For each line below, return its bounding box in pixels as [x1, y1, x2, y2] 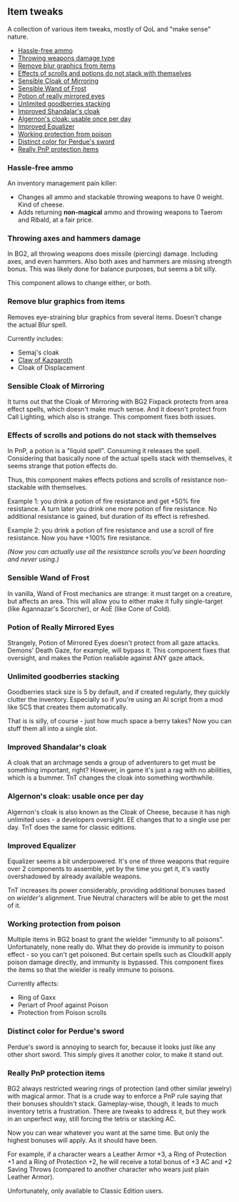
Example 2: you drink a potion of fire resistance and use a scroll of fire [7, 526, 214, 535]
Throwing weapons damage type [17, 54, 116, 62]
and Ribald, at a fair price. [17, 216, 94, 224]
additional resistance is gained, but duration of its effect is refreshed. [7, 512, 210, 521]
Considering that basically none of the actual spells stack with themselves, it [7, 454, 233, 463]
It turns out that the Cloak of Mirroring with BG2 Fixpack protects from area [7, 397, 228, 406]
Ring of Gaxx [17, 993, 56, 1002]
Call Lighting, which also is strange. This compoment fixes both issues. [7, 412, 216, 421]
